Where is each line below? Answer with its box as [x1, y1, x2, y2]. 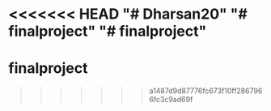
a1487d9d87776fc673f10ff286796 [149, 86, 263, 96]
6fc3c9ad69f [149, 95, 193, 105]
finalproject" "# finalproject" [8, 22, 207, 41]
